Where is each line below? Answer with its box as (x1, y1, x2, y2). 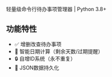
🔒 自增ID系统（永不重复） (14, 55, 76, 62)
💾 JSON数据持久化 (14, 64, 60, 71)
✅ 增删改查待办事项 (14, 41, 62, 47)
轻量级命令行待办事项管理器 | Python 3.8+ (6, 6, 107, 12)
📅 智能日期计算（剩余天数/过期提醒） (14, 47, 103, 54)
